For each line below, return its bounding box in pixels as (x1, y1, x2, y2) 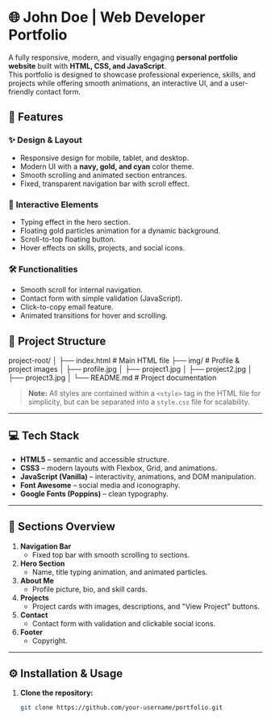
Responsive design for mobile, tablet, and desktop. (19, 153, 190, 162)
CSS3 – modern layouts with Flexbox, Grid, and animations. (19, 463, 218, 473)
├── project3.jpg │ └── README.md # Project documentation (8, 373, 217, 383)
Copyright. (31, 635, 68, 646)
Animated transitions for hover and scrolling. (19, 311, 168, 321)
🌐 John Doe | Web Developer (8, 8, 206, 27)
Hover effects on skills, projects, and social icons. (19, 242, 186, 252)
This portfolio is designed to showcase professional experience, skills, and (8, 69, 256, 79)
